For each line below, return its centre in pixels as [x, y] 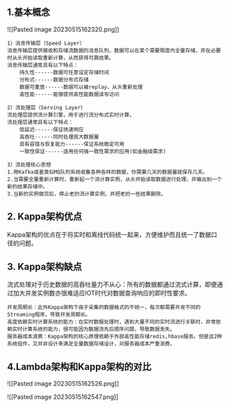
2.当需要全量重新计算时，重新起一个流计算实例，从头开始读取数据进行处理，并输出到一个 [115, 179]
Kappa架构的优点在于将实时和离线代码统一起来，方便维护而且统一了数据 [109, 234]
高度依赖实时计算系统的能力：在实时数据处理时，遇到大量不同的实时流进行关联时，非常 [112, 322]
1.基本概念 [29, 12]
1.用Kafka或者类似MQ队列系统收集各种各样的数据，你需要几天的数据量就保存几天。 [107, 172]
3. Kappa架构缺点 [44, 267]
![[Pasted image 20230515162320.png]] [63, 29]
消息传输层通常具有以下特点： [43, 65]
